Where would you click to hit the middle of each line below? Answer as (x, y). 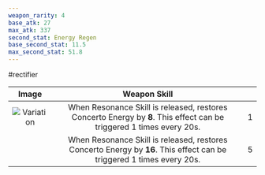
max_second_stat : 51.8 (45, 52)
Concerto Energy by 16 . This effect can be (148, 149)
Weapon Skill (148, 94)
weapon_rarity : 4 (37, 15)
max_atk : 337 (30, 30)
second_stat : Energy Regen (52, 37)
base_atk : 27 (30, 23)
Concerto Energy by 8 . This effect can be (148, 117)
